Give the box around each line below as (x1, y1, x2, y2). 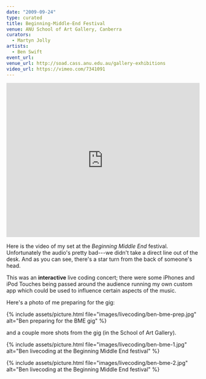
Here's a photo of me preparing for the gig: (6, 298, 115, 306)
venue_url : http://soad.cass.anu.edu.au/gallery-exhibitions (6, 60, 166, 66)
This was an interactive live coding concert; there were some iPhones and (6, 274, 195, 281)
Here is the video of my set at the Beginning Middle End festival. (6, 242, 169, 250)
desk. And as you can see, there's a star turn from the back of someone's (6, 255, 193, 263)
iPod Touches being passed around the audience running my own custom (6, 280, 193, 288)
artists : (6, 43, 29, 50)
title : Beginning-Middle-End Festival (6, 20, 105, 26)
